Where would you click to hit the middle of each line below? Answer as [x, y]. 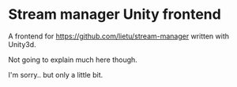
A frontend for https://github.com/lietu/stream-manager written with [119, 36]
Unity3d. [23, 44]
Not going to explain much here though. [73, 60]
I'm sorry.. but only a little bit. [56, 74]
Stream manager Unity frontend [115, 14]
